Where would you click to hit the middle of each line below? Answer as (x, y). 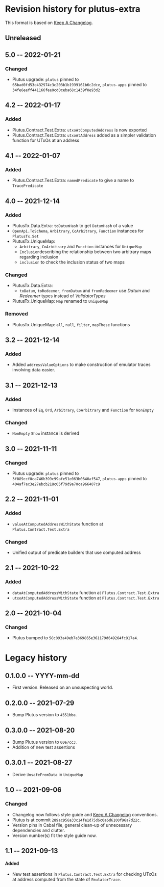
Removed (17, 314)
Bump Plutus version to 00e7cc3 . (45, 742)
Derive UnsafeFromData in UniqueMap (47, 774)
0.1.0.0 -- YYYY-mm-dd (42, 676)
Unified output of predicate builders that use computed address (76, 552)
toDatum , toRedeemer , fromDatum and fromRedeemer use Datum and (85, 291)
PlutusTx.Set (25, 236)
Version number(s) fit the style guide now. (54, 835)
